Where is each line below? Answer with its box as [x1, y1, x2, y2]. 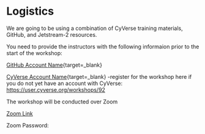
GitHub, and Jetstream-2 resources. [6, 31, 97, 38]
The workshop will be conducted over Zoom [6, 98, 118, 105]
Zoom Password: [6, 121, 49, 129]
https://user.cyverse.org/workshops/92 [6, 86, 106, 93]
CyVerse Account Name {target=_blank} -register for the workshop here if [6, 73, 192, 80]
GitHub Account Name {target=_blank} [6, 61, 103, 69]
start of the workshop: [6, 49, 62, 56]
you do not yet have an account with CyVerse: [6, 80, 123, 87]
